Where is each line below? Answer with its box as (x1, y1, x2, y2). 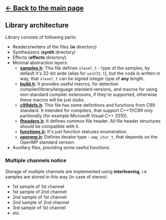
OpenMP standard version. (19, 139, 75, 145)
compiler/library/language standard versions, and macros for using (19, 86, 157, 92)
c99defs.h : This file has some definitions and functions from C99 (19, 102, 155, 108)
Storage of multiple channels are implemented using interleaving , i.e (5, 168, 147, 174)
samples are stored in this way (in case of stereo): (5, 174, 108, 180)
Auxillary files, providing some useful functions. (12, 145, 111, 151)
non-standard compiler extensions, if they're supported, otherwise (19, 92, 157, 98)
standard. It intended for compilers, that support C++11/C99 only (19, 107, 153, 114)
